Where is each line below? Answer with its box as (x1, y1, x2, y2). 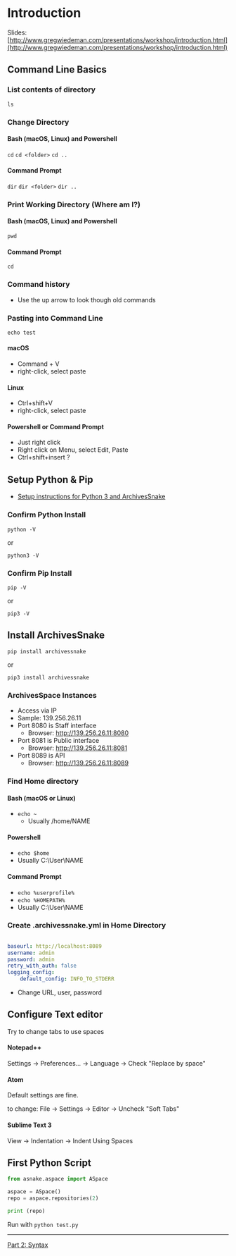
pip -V (7, 584, 27, 591)
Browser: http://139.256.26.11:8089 (27, 759, 129, 767)
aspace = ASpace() (7, 1188, 61, 1195)
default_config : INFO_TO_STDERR (20, 975, 114, 983)
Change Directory (7, 117, 70, 127)
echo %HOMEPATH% (17, 897, 65, 904)
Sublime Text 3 (7, 1121, 52, 1129)
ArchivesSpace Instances (7, 690, 97, 700)
